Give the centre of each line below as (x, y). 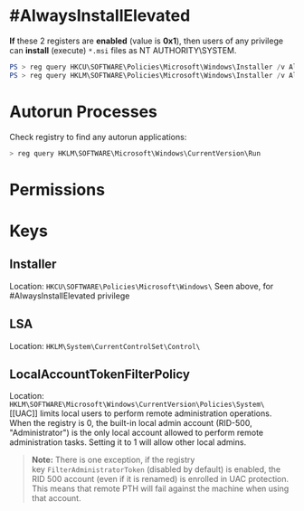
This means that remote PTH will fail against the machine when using (160, 488)
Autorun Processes (84, 112)
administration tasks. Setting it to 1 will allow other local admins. (128, 442)
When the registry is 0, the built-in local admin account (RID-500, (131, 423)
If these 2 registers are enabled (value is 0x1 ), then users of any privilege (146, 41)
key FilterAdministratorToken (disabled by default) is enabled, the (156, 469)
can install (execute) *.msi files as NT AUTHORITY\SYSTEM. (123, 50)
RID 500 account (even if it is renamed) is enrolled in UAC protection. (160, 479)
